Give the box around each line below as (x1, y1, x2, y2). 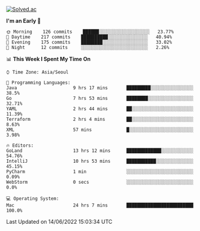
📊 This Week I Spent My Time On (6, 56, 91, 62)
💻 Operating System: (6, 196, 60, 202)
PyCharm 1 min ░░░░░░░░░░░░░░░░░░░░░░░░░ (6, 169, 194, 175)
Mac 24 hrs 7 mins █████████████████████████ (6, 202, 194, 208)
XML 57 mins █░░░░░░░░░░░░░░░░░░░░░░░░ (6, 127, 194, 133)
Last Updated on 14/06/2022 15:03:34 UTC (6, 218, 112, 225)
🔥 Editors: (6, 142, 34, 148)
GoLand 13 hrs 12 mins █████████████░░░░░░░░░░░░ (6, 148, 194, 154)
